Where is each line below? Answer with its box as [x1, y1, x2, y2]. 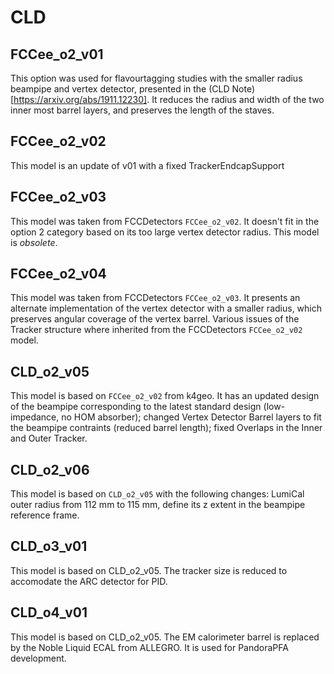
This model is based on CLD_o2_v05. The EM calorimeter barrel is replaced [10, 631, 320, 643]
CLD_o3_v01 [10, 538, 88, 555]
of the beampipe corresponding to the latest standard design [10, 401, 262, 413]
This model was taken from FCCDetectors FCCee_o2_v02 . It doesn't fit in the [10, 215, 320, 227]
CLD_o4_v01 [10, 604, 88, 621]
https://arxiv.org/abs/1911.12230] [13, 94, 148, 105]
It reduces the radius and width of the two [151, 94, 325, 105]
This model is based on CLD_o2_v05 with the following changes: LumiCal [10, 488, 305, 500]
